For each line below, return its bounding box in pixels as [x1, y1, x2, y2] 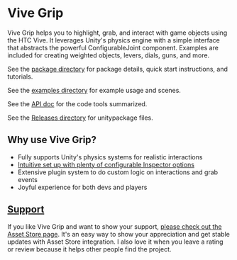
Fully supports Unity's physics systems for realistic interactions [17, 152, 203, 161]
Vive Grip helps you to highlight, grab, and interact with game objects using [7, 28, 228, 37]
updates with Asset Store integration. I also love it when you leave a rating [7, 237, 224, 246]
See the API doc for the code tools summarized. [7, 99, 148, 108]
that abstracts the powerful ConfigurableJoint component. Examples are [7, 43, 219, 52]
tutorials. [7, 72, 33, 81]
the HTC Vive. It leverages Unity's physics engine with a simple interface [7, 35, 220, 44]
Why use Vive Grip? [7, 134, 97, 146]
